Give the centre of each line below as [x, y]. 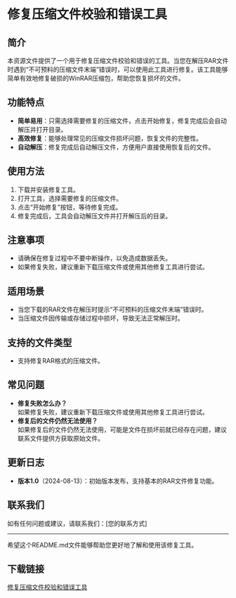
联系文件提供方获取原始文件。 [60, 438]
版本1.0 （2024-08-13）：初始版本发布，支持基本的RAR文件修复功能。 [118, 481]
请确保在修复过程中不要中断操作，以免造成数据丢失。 [94, 258]
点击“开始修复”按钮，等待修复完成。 [70, 207]
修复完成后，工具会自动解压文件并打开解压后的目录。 [94, 215]
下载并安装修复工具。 [48, 190]
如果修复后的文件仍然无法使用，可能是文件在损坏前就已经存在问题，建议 [122, 430]
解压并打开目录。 [42, 129]
